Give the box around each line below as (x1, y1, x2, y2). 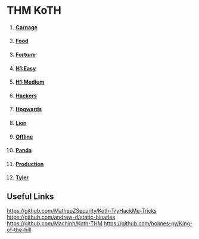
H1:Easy (15, 65, 36, 72)
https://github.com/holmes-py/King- (104, 220, 193, 227)
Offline (15, 133, 33, 140)
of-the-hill (7, 226, 32, 234)
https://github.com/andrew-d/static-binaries (7, 213, 116, 221)
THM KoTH (7, 4, 61, 17)
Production (15, 160, 44, 167)
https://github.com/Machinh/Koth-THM (7, 220, 103, 227)
